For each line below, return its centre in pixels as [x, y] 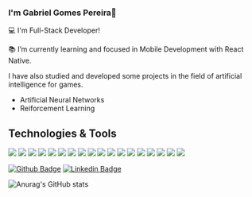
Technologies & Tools [62, 133]
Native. [20, 61]
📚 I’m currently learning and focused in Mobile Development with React [126, 49]
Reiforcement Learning [57, 108]
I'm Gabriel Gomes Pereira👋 [62, 13]
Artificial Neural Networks [62, 100]
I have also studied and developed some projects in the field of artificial [125, 76]
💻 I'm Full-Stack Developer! [54, 30]
